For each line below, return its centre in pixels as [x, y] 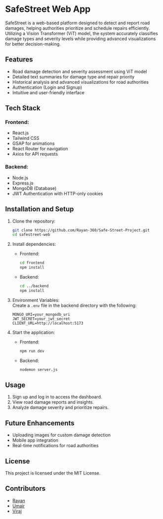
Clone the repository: [34, 221]
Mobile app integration [35, 440]
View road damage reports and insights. [53, 402]
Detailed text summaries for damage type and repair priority [73, 77]
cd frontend [32, 263]
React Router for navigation [40, 149]
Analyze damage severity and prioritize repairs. [60, 407]
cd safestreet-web [31, 235]
